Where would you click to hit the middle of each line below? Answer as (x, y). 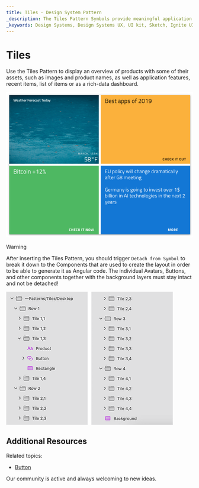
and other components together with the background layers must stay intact (99, 277)
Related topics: (24, 455)
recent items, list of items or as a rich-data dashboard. (73, 84)
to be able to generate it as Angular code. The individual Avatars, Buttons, (96, 271)
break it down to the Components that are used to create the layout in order (98, 265)
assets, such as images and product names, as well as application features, (98, 77)
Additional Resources (46, 442)
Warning (16, 247)
